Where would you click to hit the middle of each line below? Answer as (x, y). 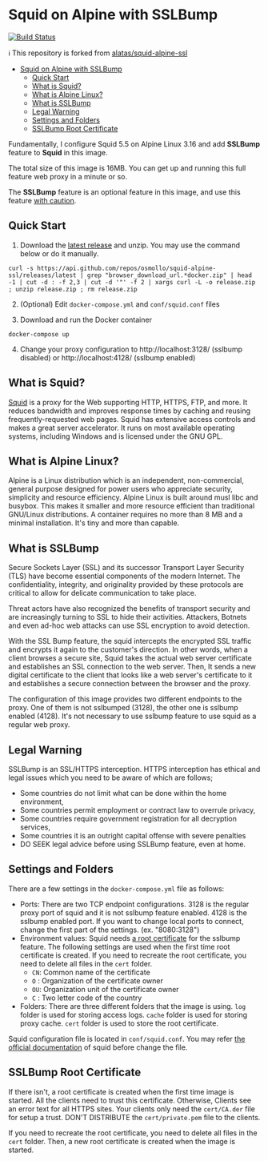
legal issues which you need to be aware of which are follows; (111, 777)
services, (35, 827)
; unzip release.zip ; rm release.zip (73, 289)
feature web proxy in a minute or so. (68, 176)
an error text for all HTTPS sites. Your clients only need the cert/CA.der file (132, 1109)
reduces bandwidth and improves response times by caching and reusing (129, 411)
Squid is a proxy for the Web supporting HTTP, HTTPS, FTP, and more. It (128, 402)
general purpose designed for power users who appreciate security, (121, 489)
